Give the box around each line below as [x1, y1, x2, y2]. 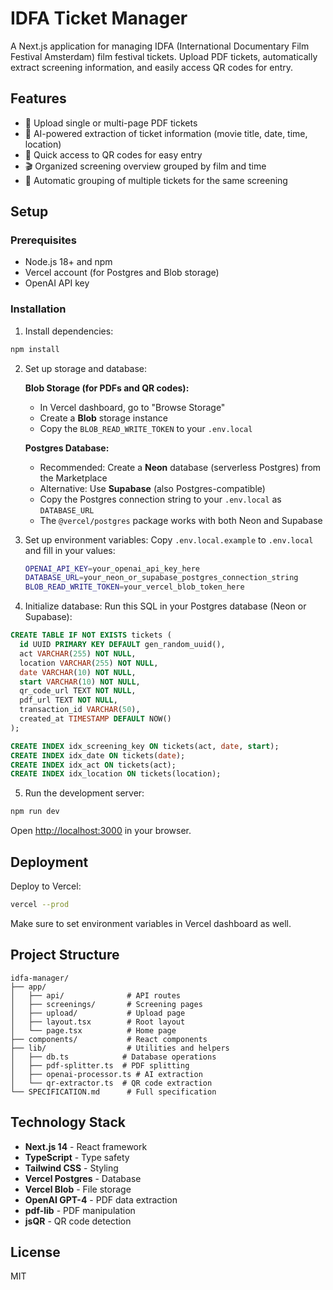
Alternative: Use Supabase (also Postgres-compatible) [39, 482, 266, 494]
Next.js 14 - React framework [24, 1140, 148, 1152]
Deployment [10, 853, 89, 871]
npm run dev [10, 807, 60, 817]
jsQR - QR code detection [24, 1215, 132, 1227]
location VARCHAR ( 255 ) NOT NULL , [19, 658, 159, 668]
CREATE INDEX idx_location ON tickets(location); [10, 769, 222, 779]
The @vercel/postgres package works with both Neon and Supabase [39, 514, 323, 526]
